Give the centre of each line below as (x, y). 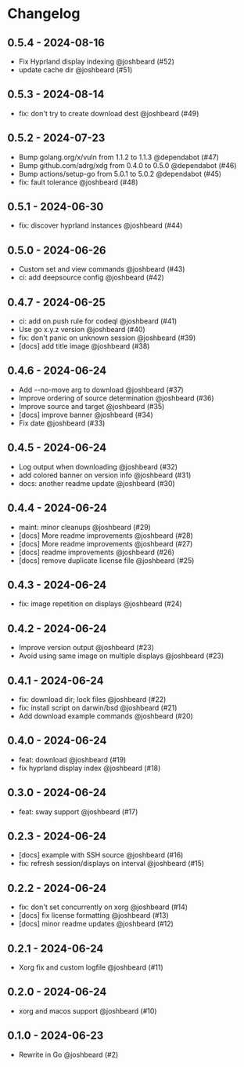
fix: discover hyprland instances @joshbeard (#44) (100, 225)
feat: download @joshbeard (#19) (72, 759)
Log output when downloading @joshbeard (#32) (98, 466)
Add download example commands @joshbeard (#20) (106, 716)
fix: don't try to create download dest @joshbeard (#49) (109, 113)
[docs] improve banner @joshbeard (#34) (86, 415)
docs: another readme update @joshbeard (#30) (97, 483)
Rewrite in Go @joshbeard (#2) (68, 1054)
